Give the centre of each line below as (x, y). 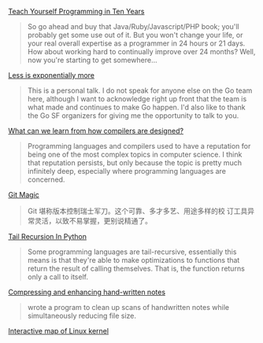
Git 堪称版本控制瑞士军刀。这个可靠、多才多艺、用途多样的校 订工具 (137, 211)
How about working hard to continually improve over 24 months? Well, (141, 52)
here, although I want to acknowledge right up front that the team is (137, 99)
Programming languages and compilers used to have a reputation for (139, 146)
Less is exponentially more (52, 75)
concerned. (46, 179)
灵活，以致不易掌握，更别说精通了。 (93, 221)
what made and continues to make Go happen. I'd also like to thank (136, 107)
